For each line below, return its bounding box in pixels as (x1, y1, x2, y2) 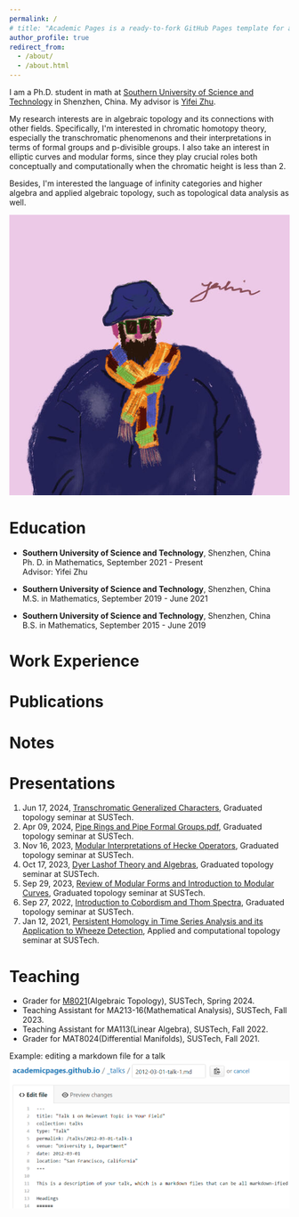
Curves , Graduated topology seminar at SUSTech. (21, 888, 206, 898)
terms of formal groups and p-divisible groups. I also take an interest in (9, 142, 270, 152)
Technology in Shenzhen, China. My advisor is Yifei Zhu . (9, 96, 216, 107)
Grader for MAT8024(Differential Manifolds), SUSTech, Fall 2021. (21, 1034, 261, 1044)
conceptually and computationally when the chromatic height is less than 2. (9, 161, 287, 171)
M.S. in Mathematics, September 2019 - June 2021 (21, 593, 208, 604)
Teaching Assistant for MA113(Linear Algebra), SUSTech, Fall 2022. (21, 1024, 269, 1034)
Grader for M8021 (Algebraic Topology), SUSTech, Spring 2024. (21, 995, 255, 1006)
